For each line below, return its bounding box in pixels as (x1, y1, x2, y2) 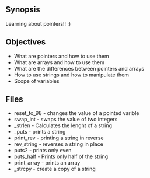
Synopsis (5, 5, 40, 15)
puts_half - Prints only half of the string (13, 153, 109, 160)
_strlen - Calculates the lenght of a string (13, 122, 112, 129)
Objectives (5, 37, 46, 47)
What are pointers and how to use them (13, 53, 109, 60)
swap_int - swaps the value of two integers (13, 116, 118, 123)
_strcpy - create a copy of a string (13, 166, 96, 173)
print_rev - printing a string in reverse (13, 134, 104, 142)
